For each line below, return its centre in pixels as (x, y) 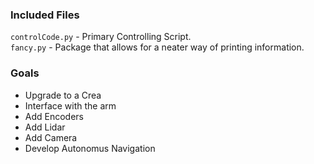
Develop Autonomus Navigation (90, 148)
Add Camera (51, 137)
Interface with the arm (70, 105)
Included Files (45, 15)
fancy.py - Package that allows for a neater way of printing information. (157, 47)
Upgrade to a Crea (63, 95)
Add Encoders (54, 116)
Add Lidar (45, 127)
